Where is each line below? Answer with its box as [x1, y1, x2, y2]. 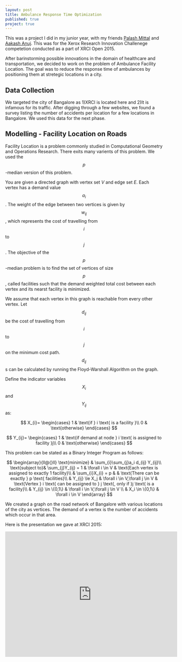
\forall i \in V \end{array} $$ [55, 491, 112, 497]
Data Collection [5, 86, 54, 94]
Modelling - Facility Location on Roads [5, 130, 127, 138]
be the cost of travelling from [5, 318, 65, 324]
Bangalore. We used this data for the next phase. [5, 115, 106, 121]
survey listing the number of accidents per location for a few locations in [5, 110, 154, 116]
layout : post [5, 7, 32, 13]
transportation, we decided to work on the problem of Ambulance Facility [5, 61, 156, 67]
